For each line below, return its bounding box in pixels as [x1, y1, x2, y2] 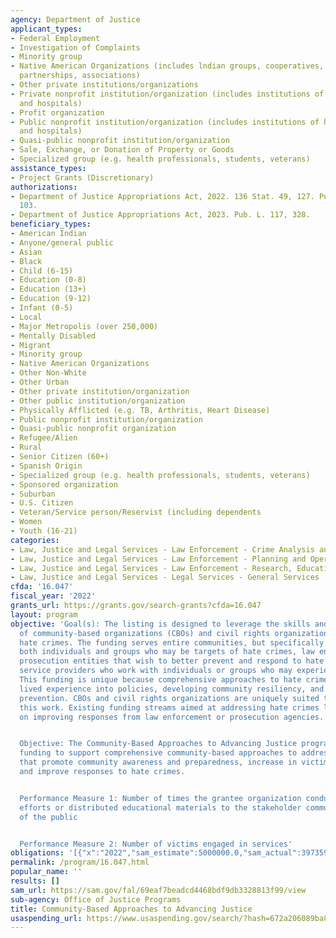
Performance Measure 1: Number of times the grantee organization [19, 793, 302, 803]
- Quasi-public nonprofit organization [10, 424, 177, 434]
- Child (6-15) [10, 266, 74, 276]
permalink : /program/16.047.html [10, 857, 150, 868]
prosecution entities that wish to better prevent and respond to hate [19, 656, 325, 666]
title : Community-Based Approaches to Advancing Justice [10, 904, 253, 914]
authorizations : [10, 182, 78, 192]
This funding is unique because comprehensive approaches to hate [19, 675, 302, 685]
